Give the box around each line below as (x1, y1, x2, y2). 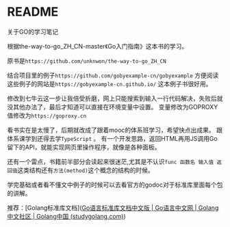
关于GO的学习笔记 (7, 27, 59, 36)
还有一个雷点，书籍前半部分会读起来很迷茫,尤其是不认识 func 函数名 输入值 (7, 157, 214, 165)
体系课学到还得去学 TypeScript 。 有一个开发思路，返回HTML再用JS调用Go (7, 134, 218, 142)
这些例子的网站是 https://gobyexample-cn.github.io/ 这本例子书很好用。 (7, 79, 212, 88)
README (7, 4, 59, 20)
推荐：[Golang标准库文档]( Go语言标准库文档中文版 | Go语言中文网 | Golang (7, 203, 219, 212)
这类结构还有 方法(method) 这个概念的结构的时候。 (16, 165, 154, 174)
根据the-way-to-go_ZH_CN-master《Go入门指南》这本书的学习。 (7, 42, 188, 50)
